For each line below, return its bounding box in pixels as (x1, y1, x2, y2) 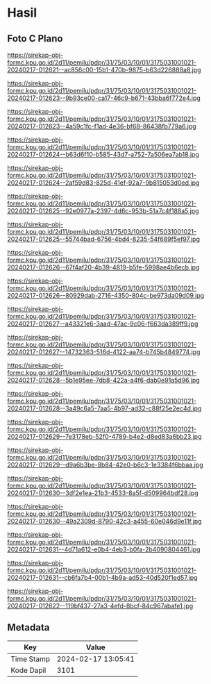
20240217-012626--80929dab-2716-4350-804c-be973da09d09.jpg (7, 292, 205, 299)
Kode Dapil (10, 665, 47, 675)
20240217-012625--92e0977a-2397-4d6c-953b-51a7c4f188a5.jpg (7, 207, 199, 215)
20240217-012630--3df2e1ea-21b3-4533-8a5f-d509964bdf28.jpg (7, 489, 199, 497)
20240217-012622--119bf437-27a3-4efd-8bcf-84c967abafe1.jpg (7, 602, 194, 610)
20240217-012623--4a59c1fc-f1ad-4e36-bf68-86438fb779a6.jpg (7, 122, 196, 130)
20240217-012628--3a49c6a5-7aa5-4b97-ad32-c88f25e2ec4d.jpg (7, 404, 202, 412)
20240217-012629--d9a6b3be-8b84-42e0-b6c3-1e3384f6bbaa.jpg (7, 460, 203, 469)
